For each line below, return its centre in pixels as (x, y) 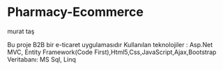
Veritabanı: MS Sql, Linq (42, 59)
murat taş (21, 31)
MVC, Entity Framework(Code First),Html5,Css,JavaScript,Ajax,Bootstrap (112, 52)
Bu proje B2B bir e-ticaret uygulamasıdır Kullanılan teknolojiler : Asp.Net (110, 44)
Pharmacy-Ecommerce (76, 12)
